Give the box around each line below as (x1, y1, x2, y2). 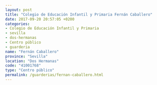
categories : (5, 21, 30, 26)
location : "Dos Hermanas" (5, 58, 59, 63)
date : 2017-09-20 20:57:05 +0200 (5, 16, 75, 21)
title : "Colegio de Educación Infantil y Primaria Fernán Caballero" (5, 12, 153, 17)
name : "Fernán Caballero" (5, 49, 59, 54)
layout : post (5, 7, 32, 12)
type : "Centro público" (5, 68, 55, 73)
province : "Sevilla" (5, 53, 48, 59)
